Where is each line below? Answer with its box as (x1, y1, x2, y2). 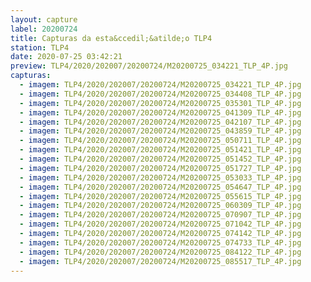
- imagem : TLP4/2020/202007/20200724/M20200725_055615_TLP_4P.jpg (19, 191, 302, 201)
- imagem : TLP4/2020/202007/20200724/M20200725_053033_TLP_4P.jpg (19, 172, 302, 183)
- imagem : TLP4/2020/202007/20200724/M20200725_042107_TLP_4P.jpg (19, 117, 302, 127)
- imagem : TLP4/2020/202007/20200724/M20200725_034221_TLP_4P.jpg (19, 80, 302, 90)
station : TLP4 (10, 42, 70, 53)
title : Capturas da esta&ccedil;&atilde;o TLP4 (10, 33, 213, 43)
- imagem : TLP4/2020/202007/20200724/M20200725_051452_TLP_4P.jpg (19, 154, 302, 164)
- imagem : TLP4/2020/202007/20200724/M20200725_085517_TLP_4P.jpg (19, 256, 302, 266)
